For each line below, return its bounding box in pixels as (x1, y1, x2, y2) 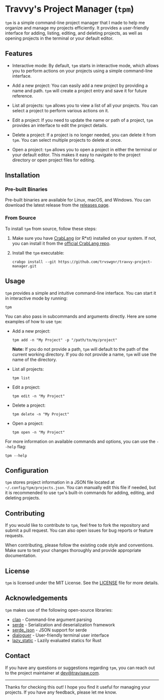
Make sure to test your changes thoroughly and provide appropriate (5, 547, 142, 553)
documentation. (5, 553, 37, 559)
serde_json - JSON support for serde (12, 627, 87, 633)
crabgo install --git (12, 259, 56, 264)
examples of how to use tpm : (5, 318, 62, 324)
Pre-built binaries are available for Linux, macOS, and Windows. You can (5, 197, 151, 203)
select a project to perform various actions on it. (12, 107, 109, 113)
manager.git (12, 263, 37, 268)
